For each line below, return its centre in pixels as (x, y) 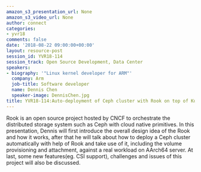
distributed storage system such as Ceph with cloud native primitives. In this (100, 124)
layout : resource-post (34, 51)
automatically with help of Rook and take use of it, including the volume (94, 143)
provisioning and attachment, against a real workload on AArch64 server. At (100, 150)
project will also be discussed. (43, 162)
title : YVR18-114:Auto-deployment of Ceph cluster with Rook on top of (97, 101)
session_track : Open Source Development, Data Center (75, 62)
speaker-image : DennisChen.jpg (51, 95)
